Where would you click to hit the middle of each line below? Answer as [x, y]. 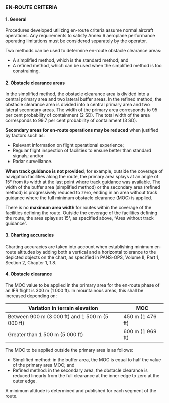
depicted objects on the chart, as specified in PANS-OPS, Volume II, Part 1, [82, 257]
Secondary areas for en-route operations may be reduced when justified [82, 130]
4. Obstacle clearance [29, 274]
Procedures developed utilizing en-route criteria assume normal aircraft [79, 30]
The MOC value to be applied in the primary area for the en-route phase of [82, 285]
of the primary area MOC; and [44, 365]
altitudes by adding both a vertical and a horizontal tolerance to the [87, 252]
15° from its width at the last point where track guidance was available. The [83, 182]
